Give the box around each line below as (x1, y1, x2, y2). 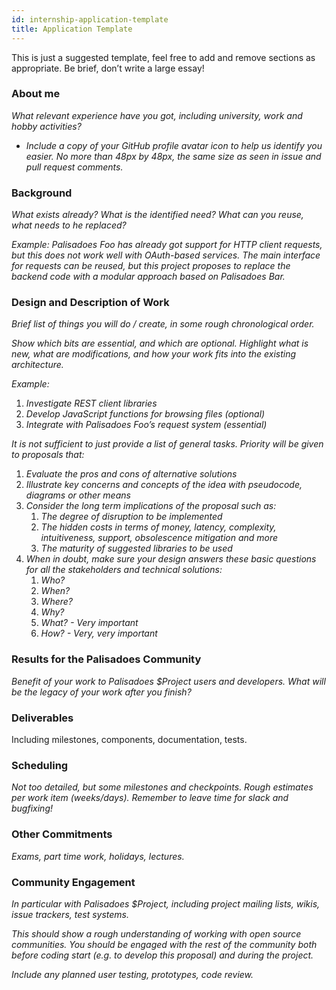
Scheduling (11, 758, 69, 772)
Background (11, 186, 73, 200)
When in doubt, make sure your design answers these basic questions (25, 553, 317, 565)
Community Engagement (11, 875, 136, 889)
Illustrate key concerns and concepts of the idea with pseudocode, (25, 479, 303, 491)
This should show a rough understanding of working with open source (11, 927, 302, 940)
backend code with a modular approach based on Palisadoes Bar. (11, 271, 286, 283)
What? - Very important (40, 617, 139, 629)
